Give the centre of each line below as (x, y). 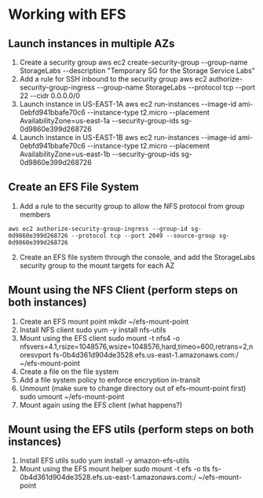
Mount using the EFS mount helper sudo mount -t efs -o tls (115, 469)
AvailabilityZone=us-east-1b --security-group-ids (99, 154)
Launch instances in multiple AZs (91, 44)
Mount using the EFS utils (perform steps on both (131, 430)
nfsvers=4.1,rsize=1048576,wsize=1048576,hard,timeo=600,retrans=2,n (136, 346)
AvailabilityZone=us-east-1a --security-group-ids (99, 121)
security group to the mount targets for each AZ (97, 265)
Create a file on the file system (69, 372)
